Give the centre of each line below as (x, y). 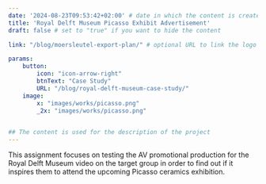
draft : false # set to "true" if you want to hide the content (115, 30)
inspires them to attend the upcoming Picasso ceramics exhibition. (117, 172)
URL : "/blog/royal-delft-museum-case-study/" (113, 88)
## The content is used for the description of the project (110, 132)
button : (35, 67)
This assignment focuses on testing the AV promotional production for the (129, 155)
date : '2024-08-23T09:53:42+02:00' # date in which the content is (122, 15)
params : (21, 59)
